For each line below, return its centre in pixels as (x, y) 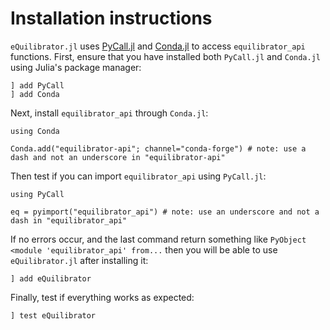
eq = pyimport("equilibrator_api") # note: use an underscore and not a (165, 212)
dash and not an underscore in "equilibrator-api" (118, 157)
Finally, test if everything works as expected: (102, 297)
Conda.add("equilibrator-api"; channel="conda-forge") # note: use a (158, 148)
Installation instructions (111, 18)
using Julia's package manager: (76, 67)
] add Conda (35, 94)
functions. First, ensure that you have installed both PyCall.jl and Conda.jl (165, 56)
